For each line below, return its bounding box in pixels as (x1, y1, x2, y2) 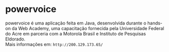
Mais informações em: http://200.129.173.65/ (5, 41, 103, 47)
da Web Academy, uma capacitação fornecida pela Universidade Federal (12, 25, 164, 31)
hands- (147, 20, 162, 26)
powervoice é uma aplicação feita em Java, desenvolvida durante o (5, 20, 147, 26)
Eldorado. (5, 36, 25, 42)
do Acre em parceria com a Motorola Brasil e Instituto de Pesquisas (5, 30, 146, 36)
